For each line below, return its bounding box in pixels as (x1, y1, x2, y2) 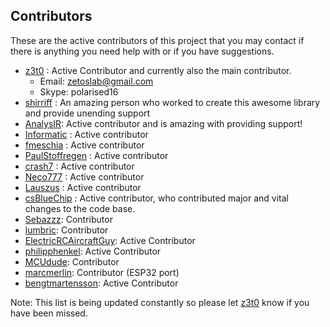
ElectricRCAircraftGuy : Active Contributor (24, 234, 196, 246)
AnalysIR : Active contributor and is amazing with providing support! (24, 117, 303, 129)
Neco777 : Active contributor (24, 170, 145, 183)
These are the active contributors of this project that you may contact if (10, 34, 305, 46)
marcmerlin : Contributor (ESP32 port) (24, 266, 180, 278)
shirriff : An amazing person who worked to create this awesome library (24, 96, 321, 108)
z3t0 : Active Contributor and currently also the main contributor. (24, 64, 292, 76)
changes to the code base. (24, 202, 136, 214)
